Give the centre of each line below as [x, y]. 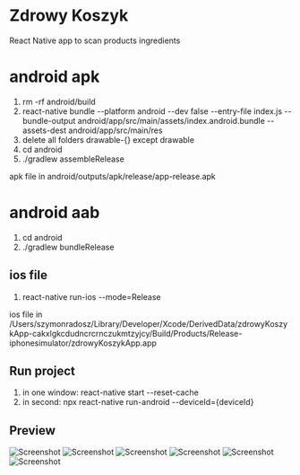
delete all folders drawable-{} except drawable [108, 139]
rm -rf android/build [59, 101]
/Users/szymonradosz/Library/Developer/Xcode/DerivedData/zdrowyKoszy [149, 323]
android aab [55, 213]
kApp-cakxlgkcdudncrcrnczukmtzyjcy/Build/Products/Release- [126, 333]
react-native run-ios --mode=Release [91, 296]
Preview [33, 431]
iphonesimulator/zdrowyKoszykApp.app [83, 343]
